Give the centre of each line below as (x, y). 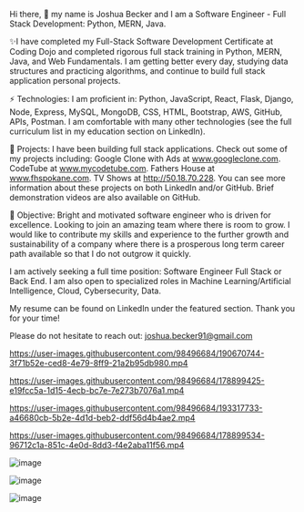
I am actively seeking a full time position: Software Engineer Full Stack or (146, 271)
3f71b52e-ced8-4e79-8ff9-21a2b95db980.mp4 (99, 363)
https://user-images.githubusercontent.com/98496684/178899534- (137, 435)
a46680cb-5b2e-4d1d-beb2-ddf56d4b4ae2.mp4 (102, 418)
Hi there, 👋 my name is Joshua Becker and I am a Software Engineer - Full (148, 14)
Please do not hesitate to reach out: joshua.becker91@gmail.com (131, 336)
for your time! (35, 318)
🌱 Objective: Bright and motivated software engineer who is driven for (140, 215)
